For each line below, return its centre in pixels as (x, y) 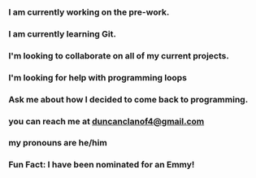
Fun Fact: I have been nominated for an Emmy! (102, 165)
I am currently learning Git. (62, 33)
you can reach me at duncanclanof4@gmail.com (106, 121)
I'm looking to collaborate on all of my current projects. (119, 55)
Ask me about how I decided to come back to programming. (128, 99)
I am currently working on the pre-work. (89, 12)
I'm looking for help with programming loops (98, 77)
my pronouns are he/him (58, 143)
